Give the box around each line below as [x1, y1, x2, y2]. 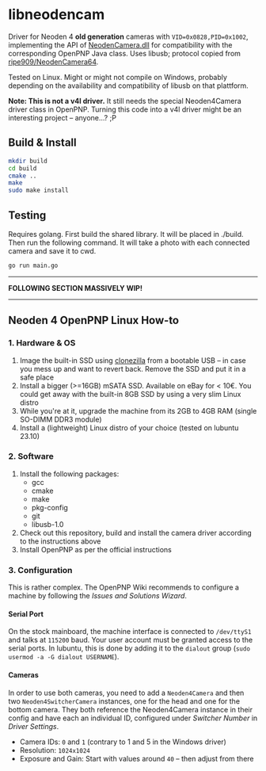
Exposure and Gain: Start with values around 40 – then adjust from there [19, 754, 255, 763]
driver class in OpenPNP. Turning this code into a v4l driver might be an [8, 105, 242, 114]
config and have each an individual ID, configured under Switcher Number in [8, 713, 258, 723]
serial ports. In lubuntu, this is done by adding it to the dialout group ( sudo [8, 643, 251, 653]
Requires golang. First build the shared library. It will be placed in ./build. [8, 229, 244, 239]
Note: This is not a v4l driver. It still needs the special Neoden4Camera [8, 96, 241, 105]
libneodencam [8, 6, 105, 24]
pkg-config [31, 502, 69, 512]
